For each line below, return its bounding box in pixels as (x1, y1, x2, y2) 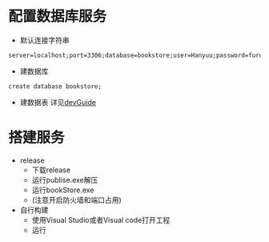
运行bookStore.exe (31, 185, 94, 195)
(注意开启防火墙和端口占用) (31, 195, 122, 204)
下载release (31, 165, 70, 175)
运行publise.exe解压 (31, 175, 98, 184)
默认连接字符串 (19, 35, 70, 45)
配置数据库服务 (8, 7, 107, 26)
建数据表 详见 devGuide (19, 97, 96, 107)
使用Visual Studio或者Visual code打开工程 (31, 215, 171, 224)
